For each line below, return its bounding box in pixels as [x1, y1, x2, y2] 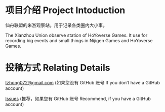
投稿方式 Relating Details [5, 62, 110, 73]
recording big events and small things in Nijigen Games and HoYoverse [5, 37, 153, 43]
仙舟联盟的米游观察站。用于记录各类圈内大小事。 [5, 22, 107, 28]
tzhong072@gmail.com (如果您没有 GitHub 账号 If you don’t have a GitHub [5, 79, 160, 85]
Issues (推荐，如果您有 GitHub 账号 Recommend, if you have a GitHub [5, 95, 151, 101]
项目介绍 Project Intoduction [5, 5, 126, 16]
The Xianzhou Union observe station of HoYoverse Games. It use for [5, 32, 148, 38]
